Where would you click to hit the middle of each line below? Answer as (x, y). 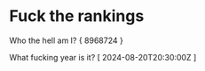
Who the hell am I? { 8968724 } (67, 40)
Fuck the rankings (77, 16)
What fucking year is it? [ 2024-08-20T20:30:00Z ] (103, 57)
